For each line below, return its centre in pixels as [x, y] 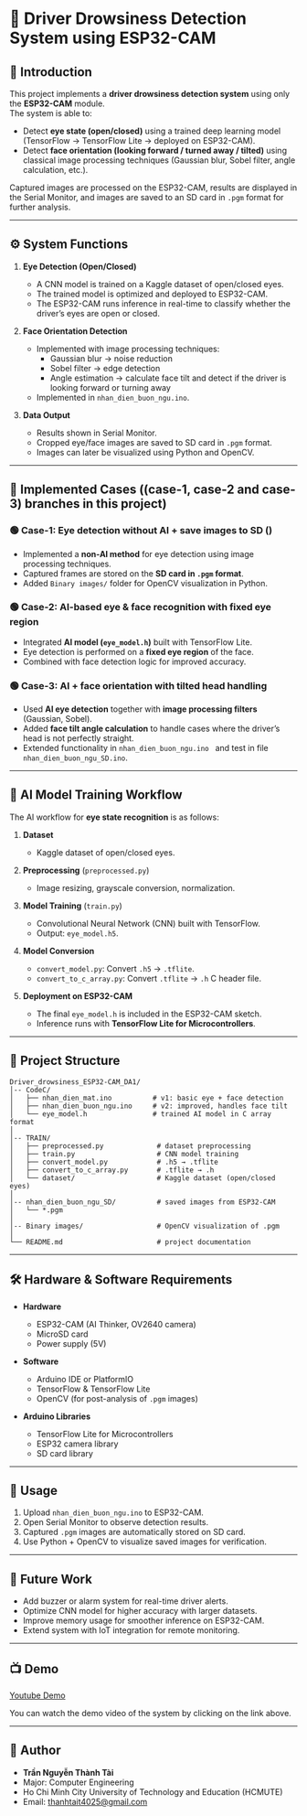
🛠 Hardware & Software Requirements [121, 1280]
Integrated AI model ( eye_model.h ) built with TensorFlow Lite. [138, 642]
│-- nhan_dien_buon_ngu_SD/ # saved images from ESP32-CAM [143, 1202]
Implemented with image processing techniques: [128, 349]
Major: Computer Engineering [78, 1782]
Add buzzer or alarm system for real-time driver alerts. [125, 1601]
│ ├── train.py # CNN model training [124, 1154]
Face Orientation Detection [75, 331]
